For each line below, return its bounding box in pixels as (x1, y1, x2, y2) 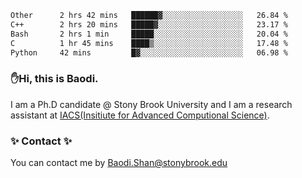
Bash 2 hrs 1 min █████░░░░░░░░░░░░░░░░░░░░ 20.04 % (10, 29, 288, 39)
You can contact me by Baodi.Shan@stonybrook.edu (10, 156, 228, 168)
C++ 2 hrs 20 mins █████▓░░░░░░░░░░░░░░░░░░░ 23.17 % (10, 19, 288, 30)
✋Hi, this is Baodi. (10, 72, 99, 86)
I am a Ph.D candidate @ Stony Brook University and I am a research (10, 98, 293, 110)
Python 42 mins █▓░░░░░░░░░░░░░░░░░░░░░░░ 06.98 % (10, 47, 288, 58)
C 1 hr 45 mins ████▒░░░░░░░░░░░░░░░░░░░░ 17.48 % (10, 38, 288, 48)
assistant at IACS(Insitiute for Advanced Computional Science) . (10, 109, 270, 121)
